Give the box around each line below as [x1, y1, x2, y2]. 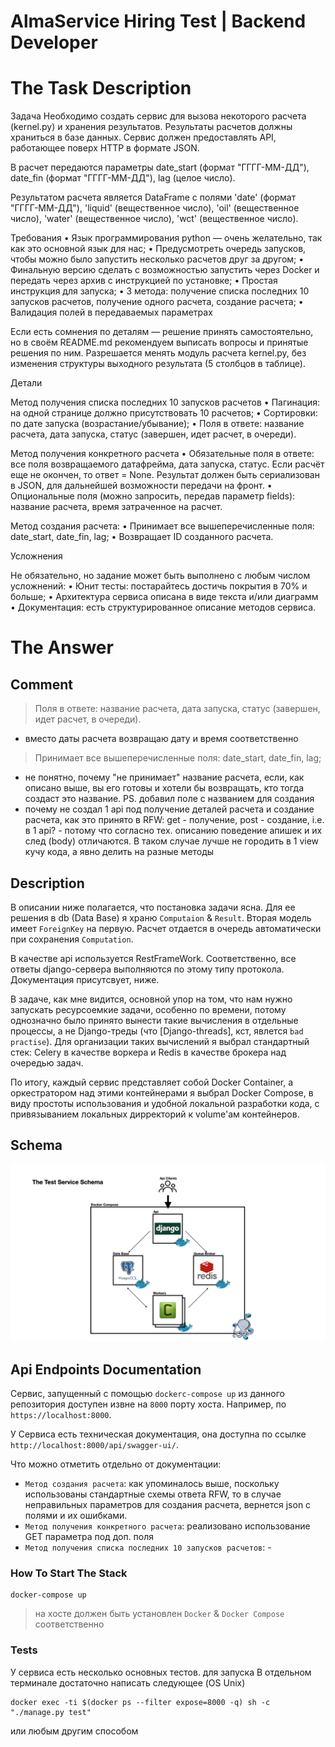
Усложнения [10, 550, 63, 562]
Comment [10, 676, 74, 693]
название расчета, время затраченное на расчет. [10, 501, 223, 513]
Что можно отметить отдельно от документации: [10, 1458, 222, 1470]
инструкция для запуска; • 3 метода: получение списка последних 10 [10, 285, 310, 297]
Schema [10, 1137, 63, 1154]
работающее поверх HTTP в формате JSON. [10, 142, 200, 154]
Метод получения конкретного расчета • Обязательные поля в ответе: [10, 448, 315, 460]
